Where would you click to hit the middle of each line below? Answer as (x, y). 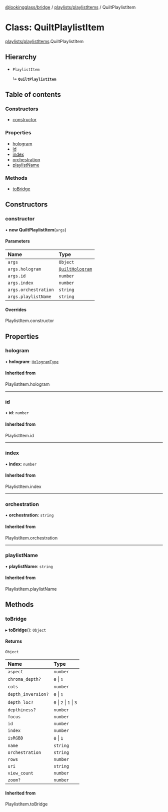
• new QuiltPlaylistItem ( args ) (36, 229)
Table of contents (33, 95)
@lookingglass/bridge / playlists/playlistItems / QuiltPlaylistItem (70, 7)
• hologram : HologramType (32, 361)
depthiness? (22, 710)
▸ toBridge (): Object (26, 630)
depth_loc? (20, 702)
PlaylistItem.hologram (27, 384)
